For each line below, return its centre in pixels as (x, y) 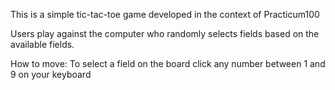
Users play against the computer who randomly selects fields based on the (165, 33)
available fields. (42, 44)
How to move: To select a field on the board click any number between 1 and (168, 63)
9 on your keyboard (51, 74)
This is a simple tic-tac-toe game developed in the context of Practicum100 (165, 14)
